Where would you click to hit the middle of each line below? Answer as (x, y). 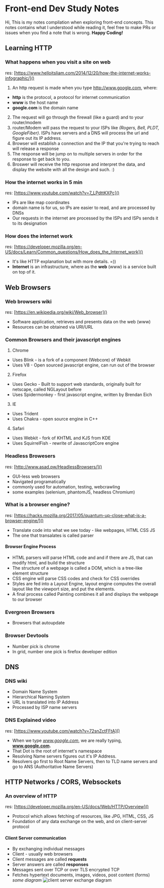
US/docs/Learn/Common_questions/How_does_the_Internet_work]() (74, 252)
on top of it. (24, 272)
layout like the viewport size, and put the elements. (64, 589)
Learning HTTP (29, 48)
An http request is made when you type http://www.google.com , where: (85, 88)
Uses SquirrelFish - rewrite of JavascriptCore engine (66, 443)
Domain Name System (35, 692)
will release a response (35, 149)
